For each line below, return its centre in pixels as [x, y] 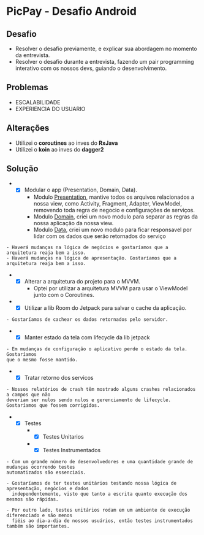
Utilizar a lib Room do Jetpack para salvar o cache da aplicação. [105, 307]
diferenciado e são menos [39, 515]
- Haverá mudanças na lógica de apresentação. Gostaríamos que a [91, 258]
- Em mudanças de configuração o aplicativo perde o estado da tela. [97, 349]
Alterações [28, 128]
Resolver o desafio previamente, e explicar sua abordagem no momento [106, 48]
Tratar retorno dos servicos [59, 377]
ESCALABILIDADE [38, 102]
